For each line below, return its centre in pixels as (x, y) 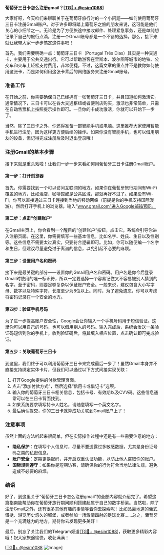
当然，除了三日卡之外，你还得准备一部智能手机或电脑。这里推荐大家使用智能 (82, 126)
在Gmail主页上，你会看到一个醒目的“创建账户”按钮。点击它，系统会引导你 (79, 230)
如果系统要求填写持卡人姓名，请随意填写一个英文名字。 (68, 404)
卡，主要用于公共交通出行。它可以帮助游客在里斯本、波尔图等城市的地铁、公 (82, 59)
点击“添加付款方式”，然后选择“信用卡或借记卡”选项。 (65, 386)
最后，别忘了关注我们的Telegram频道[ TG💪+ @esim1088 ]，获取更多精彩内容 (81, 531)
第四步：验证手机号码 (26, 309)
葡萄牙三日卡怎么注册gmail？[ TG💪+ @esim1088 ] (54, 8)
